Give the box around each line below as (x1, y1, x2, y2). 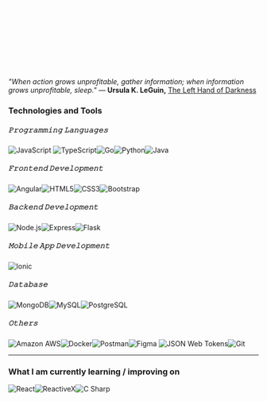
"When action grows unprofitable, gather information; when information (8, 77, 245, 86)
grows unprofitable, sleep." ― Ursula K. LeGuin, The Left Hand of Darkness (8, 86, 257, 94)
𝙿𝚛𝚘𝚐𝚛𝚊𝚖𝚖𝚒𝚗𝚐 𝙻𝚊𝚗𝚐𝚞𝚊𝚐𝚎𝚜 (8, 125, 109, 134)
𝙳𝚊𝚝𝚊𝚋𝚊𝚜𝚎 (8, 280, 48, 289)
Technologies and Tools (8, 105, 103, 116)
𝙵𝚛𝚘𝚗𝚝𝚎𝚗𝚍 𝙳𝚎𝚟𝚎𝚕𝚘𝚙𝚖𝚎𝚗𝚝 (8, 164, 103, 173)
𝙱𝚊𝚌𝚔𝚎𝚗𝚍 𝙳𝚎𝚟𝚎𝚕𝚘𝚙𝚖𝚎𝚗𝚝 (8, 202, 99, 212)
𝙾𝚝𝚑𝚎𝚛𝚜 (8, 318, 38, 328)
